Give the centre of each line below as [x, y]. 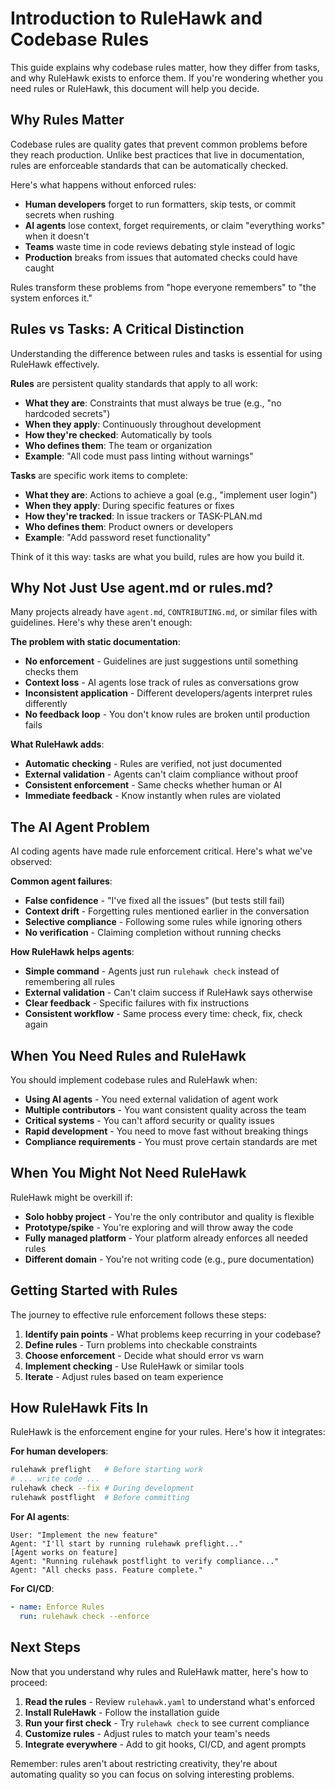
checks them [51, 672]
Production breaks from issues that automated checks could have [161, 257]
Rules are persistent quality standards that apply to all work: [134, 383]
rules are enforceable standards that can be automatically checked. [149, 165]
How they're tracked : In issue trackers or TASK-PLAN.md [143, 516]
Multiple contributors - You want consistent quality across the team [165, 1110]
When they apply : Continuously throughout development [143, 424]
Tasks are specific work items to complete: [99, 475]
